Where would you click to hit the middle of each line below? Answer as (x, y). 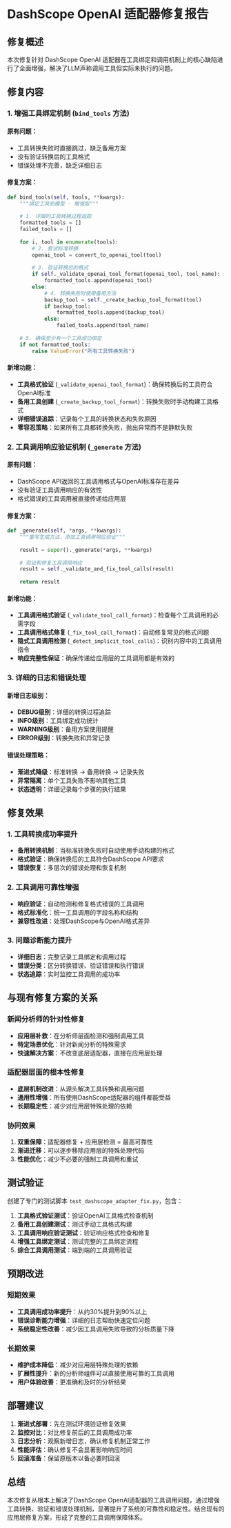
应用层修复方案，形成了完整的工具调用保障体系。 (77, 1517)
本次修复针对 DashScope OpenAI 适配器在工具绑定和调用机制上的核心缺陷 (112, 60)
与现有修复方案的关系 (52, 998)
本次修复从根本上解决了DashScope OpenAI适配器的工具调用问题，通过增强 (113, 1500)
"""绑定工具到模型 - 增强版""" (59, 204)
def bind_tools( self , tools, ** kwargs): (66, 197)
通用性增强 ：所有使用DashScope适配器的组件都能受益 (94, 1097)
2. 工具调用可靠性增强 (43, 887)
